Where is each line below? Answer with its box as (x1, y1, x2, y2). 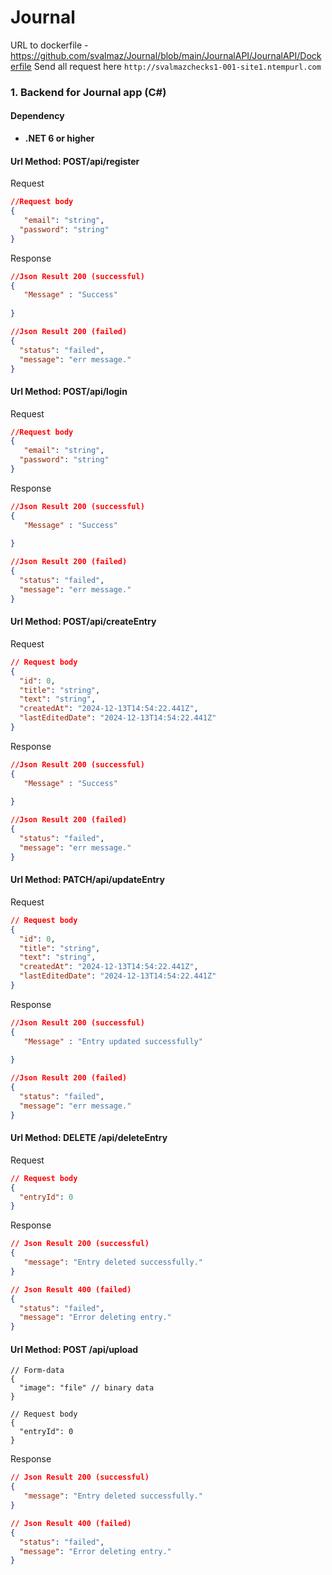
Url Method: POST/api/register (10, 155, 140, 167)
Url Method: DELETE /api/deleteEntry (10, 1132, 168, 1144)
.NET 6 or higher (24, 132, 95, 145)
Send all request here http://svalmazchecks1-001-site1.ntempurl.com (33, 60, 322, 72)
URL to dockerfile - (10, 39, 89, 51)
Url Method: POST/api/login (10, 385, 128, 397)
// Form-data (10, 1366, 65, 1376)
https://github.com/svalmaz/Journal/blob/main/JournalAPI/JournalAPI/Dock (10, 49, 322, 61)
